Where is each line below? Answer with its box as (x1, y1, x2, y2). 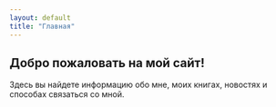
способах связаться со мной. (9, 89, 125, 100)
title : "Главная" (9, 22, 76, 31)
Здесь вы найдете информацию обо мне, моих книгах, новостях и (9, 79, 268, 91)
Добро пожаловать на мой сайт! (9, 55, 205, 71)
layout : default (9, 13, 71, 23)
